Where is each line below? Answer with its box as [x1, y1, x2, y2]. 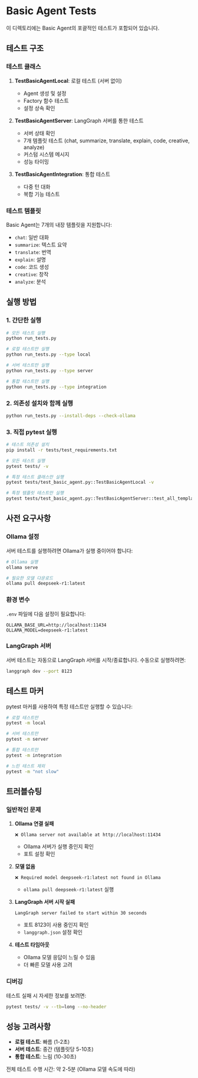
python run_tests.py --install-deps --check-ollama [6, 412, 136, 419]
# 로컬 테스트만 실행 [6, 346, 49, 352]
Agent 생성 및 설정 [23, 90, 67, 97]
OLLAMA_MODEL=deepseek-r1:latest [6, 627, 88, 633]
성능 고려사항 [6, 1021, 51, 1031]
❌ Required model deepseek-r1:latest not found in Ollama [14, 875, 161, 881]
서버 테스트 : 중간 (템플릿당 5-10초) [14, 1046, 94, 1053]
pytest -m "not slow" [6, 768, 60, 774]
